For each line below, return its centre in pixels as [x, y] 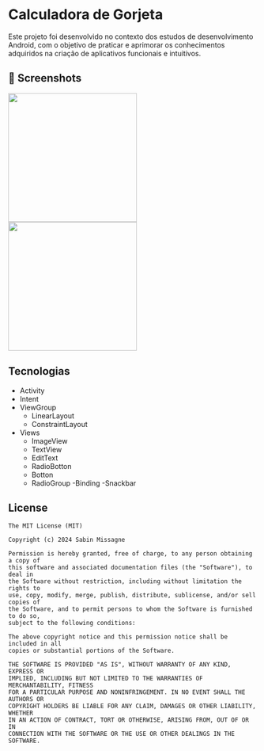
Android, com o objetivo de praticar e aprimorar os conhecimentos [117, 44]
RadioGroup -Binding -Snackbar [84, 483]
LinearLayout [53, 416]
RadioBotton [51, 466]
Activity [32, 391]
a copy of [25, 561]
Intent [29, 398]
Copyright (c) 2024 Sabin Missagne [67, 540]
